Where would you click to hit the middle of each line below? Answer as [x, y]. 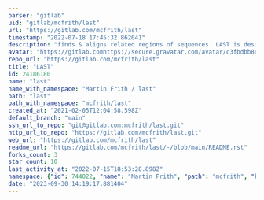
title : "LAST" [31, 67]
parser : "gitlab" [37, 15]
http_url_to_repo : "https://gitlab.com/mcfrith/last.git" [105, 132]
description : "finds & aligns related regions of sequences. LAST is [125, 45]
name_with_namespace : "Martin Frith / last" [82, 89]
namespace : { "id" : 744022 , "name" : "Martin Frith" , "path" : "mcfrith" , [128, 177]
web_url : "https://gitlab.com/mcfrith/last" [82, 140]
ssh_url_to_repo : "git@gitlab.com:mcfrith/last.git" [96, 125]
